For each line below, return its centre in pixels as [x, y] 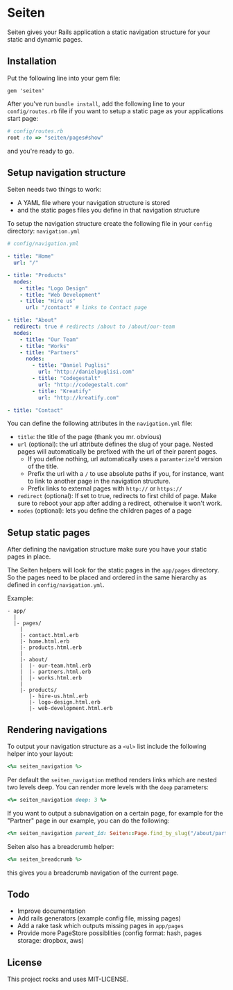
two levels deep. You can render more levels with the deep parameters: [108, 787]
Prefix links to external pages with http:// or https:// [105, 488]
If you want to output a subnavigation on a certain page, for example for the [115, 813]
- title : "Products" [37, 275]
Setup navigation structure [67, 173]
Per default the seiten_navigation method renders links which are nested [112, 779]
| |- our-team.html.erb [55, 666]
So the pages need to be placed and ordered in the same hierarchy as [107, 577]
